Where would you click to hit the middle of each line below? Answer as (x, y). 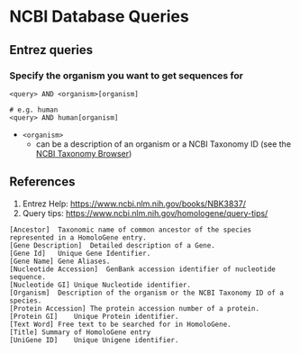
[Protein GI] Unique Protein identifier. (94, 316)
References (42, 182)
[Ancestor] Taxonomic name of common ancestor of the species (131, 230)
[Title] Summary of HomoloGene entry (80, 332)
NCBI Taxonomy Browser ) (84, 153)
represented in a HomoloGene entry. (78, 237)
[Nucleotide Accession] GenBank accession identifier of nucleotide (143, 269)
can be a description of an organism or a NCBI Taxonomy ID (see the (163, 144)
